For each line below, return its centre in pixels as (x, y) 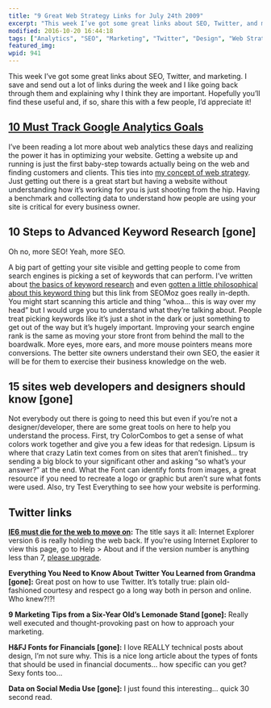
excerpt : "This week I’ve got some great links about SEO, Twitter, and (133, 23)
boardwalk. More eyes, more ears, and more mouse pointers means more (130, 344)
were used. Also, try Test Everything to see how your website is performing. (134, 487)
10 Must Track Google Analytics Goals (106, 127)
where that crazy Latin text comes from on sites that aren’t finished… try (128, 453)
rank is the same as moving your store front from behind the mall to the (126, 335)
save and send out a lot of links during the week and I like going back (123, 85)
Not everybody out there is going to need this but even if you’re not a (123, 419)
